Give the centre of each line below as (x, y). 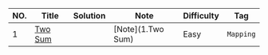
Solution (89, 16)
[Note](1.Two (139, 29)
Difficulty (201, 16)
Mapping (241, 34)
